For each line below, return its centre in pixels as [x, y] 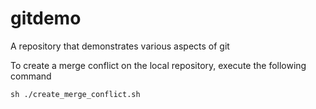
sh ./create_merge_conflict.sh [75, 94]
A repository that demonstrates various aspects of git [120, 46]
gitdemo [46, 18]
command [31, 76]
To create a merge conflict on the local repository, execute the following [158, 65]
